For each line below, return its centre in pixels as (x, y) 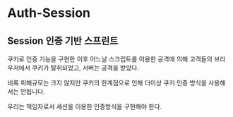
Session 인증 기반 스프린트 (63, 41)
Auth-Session (49, 13)
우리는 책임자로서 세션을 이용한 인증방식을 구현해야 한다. (85, 106)
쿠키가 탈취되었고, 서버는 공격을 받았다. (85, 68)
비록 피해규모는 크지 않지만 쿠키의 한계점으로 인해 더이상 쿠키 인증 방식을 (107, 83)
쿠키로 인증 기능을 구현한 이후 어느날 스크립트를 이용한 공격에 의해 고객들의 (110, 59)
